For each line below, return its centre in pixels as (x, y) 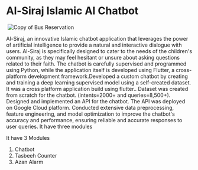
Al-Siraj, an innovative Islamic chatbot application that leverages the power (97, 38)
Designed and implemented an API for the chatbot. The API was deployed (96, 101)
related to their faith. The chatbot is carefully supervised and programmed (96, 64)
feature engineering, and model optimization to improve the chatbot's (91, 114)
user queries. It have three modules (49, 126)
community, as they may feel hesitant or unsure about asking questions (93, 57)
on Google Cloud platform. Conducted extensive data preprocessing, (90, 107)
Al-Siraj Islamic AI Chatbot (72, 11)
